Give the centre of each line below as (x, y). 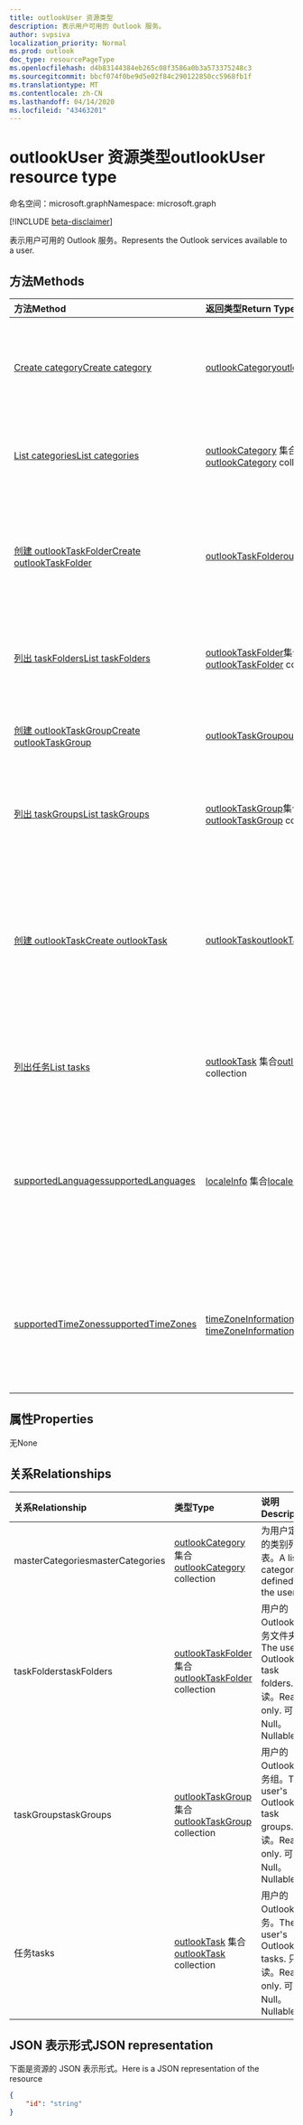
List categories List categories (77, 455)
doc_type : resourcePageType (62, 60)
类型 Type (194, 1507)
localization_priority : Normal (68, 43)
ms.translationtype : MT (54, 85)
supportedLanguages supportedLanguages (105, 1180)
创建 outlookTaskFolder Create (78, 551)
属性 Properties (51, 1419)
